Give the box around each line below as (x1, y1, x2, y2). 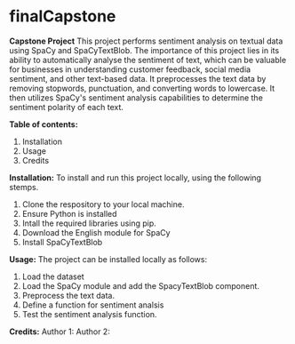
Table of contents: (9, 118, 78, 130)
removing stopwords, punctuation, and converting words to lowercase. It (9, 83, 275, 93)
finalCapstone (9, 6, 116, 27)
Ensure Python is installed (21, 208, 117, 219)
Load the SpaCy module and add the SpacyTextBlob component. (21, 280, 260, 291)
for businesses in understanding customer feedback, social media (9, 64, 251, 75)
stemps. (9, 181, 39, 192)
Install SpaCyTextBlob (21, 236, 103, 247)
